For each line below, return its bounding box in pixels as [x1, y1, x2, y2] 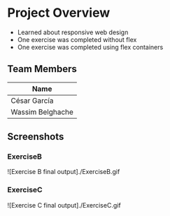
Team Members [7, 63, 77, 75]
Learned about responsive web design [17, 28, 129, 36]
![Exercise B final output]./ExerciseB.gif [7, 168, 120, 176]
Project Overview [7, 5, 111, 21]
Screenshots [7, 131, 64, 143]
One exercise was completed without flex [17, 35, 137, 43]
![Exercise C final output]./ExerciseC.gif [7, 201, 121, 209]
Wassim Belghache [10, 107, 73, 117]
